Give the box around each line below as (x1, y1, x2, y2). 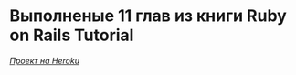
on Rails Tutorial (9, 25, 134, 46)
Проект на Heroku (9, 55, 80, 66)
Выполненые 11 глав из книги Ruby (9, 5, 288, 27)
